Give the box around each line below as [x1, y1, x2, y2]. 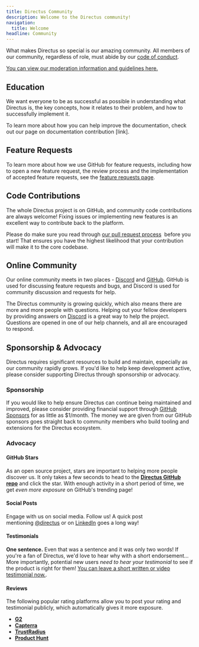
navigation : [6, 20, 36, 26]
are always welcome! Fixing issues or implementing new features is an [6, 213, 178, 220]
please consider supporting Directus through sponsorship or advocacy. [6, 371, 181, 378]
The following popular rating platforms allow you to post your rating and [6, 598, 181, 605]
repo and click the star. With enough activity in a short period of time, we [6, 480, 185, 487]
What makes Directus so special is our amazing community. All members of [6, 47, 191, 54]
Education [6, 82, 45, 92]
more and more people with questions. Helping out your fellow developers [6, 307, 187, 314]
